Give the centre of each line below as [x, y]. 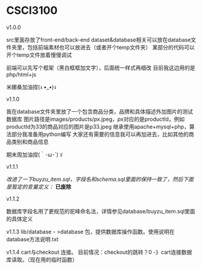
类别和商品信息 [30, 141]
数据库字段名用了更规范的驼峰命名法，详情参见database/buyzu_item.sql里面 [101, 211]
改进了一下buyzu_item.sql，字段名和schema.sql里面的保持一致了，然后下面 [100, 179]
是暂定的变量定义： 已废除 [39, 186]
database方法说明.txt [33, 239]
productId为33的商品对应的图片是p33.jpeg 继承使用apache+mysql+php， [98, 126]
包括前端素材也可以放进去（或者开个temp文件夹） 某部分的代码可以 [111, 47]
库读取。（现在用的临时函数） [42, 259]
